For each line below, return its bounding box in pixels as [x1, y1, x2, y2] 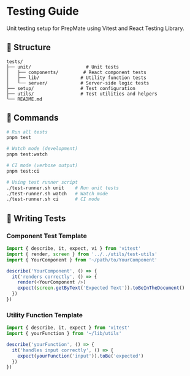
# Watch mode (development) [6, 146, 78, 152]
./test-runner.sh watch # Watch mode [6, 190, 108, 197]
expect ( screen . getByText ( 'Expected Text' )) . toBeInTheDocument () [17, 285, 185, 291]
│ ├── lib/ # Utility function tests [6, 75, 147, 81]
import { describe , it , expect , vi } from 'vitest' [6, 246, 141, 252]
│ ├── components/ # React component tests [6, 69, 147, 75]
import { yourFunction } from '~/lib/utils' [6, 331, 122, 337]
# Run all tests [6, 129, 48, 135]
